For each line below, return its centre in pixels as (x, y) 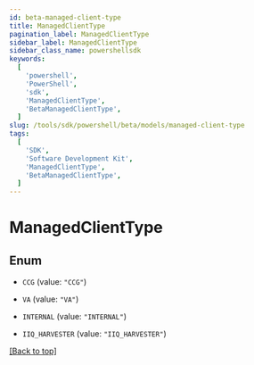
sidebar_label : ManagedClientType (74, 42)
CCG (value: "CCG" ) (54, 282)
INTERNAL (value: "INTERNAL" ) (74, 317)
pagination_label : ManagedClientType (79, 34)
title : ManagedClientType (57, 26)
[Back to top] (33, 351)
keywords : (28, 59)
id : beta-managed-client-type (66, 17)
